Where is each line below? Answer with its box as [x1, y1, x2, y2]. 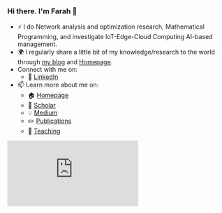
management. [17, 40, 58, 48]
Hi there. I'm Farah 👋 [7, 6, 77, 16]
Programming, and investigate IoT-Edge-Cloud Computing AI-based [17, 33, 213, 41]
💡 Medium [27, 108, 58, 117]
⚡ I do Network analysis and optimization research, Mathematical [17, 22, 205, 31]
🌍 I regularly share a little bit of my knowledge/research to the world [17, 48, 215, 57]
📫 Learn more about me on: [17, 80, 99, 89]
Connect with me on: [17, 66, 78, 74]
